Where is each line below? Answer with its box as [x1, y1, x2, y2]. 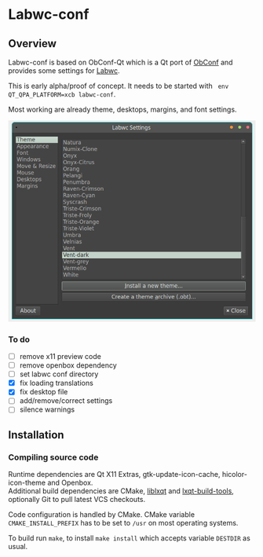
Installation [8, 428, 64, 442]
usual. [8, 542, 28, 552]
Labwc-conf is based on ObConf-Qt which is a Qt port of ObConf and [8, 57, 233, 67]
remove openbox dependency [19, 361, 118, 370]
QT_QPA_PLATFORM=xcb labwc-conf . [8, 90, 116, 99]
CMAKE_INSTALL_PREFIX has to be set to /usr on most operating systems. [8, 519, 239, 528]
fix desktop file [19, 387, 68, 397]
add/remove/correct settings [19, 396, 113, 405]
